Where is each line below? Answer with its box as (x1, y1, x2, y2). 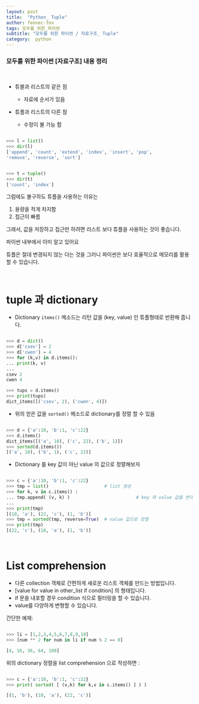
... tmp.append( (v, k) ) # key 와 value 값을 (6, 494, 183, 500)
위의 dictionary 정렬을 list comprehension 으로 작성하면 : (6, 659, 140, 666)
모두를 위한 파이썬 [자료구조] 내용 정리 (6, 57, 108, 65)
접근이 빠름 (14, 213, 41, 220)
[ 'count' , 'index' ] (6, 182, 54, 188)
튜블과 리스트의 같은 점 (14, 83, 68, 90)
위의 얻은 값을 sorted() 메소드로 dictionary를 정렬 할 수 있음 (14, 410, 155, 417)
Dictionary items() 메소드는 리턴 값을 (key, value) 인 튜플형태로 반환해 (14, 314, 179, 321)
